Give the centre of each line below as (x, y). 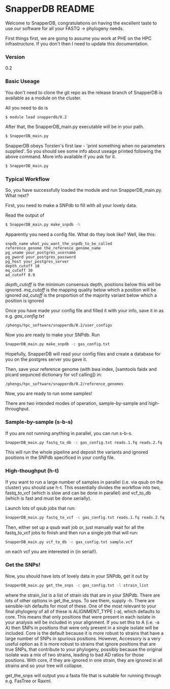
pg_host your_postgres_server (37, 262)
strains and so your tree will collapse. (44, 666)
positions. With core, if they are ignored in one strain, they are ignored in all (84, 660)
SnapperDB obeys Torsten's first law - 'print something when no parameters (85, 146)
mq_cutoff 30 (19, 271)
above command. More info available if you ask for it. (61, 157)
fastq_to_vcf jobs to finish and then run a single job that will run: (72, 532)
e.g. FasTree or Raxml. (29, 681)
